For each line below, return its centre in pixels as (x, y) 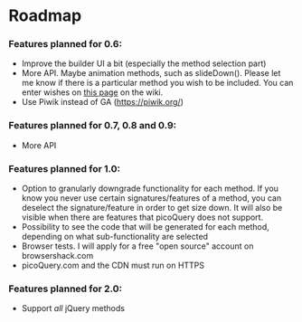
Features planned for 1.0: (65, 168)
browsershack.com (57, 256)
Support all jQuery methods (73, 308)
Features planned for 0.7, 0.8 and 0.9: (93, 126)
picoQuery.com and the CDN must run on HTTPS (113, 265)
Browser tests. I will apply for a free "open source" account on (137, 246)
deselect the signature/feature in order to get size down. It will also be (152, 208)
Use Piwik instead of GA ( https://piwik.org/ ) (103, 102)
